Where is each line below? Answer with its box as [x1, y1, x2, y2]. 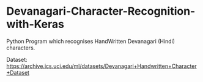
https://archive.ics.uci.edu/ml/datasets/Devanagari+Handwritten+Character [6, 62, 197, 70]
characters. [6, 44, 35, 51]
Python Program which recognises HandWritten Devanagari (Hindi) [6, 37, 175, 45]
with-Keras [6, 17, 64, 31]
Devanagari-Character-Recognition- [6, 4, 196, 18]
